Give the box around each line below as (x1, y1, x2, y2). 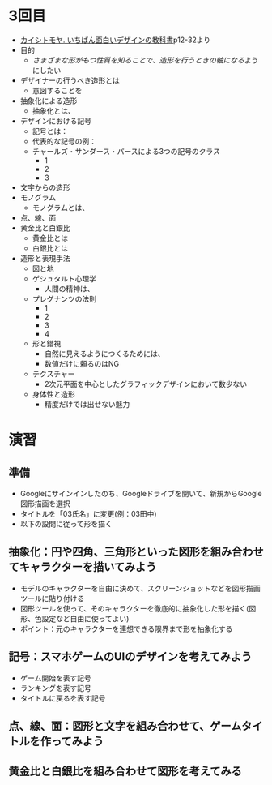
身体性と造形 (32, 389, 75, 399)
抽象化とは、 (32, 105, 75, 115)
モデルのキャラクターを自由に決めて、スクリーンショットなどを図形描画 (19, 583, 261, 593)
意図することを (32, 85, 83, 95)
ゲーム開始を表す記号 (19, 673, 91, 683)
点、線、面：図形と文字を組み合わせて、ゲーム (8, 719, 242, 733)
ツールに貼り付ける (19, 593, 85, 603)
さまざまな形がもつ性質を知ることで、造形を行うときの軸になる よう (32, 55, 259, 65)
